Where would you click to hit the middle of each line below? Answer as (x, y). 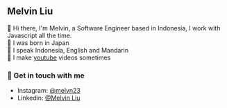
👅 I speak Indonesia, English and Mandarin (68, 50)
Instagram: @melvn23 (49, 91)
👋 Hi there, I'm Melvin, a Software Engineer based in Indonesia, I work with (114, 28)
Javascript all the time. (40, 35)
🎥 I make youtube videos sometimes (59, 57)
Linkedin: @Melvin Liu (49, 98)
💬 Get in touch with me (46, 75)
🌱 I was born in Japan (38, 43)
